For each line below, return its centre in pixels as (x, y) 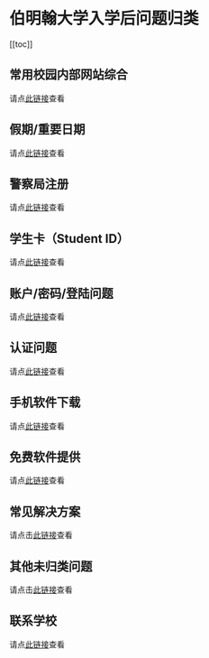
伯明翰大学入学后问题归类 (104, 19)
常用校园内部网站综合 (68, 74)
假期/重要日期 (47, 130)
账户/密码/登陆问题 (62, 293)
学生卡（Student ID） (69, 239)
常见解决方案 (45, 511)
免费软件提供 (45, 457)
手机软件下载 (45, 403)
